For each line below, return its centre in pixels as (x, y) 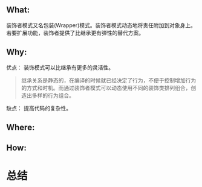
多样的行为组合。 (53, 95)
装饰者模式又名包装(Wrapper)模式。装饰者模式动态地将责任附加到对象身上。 (101, 25)
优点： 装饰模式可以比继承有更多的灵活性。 (60, 67)
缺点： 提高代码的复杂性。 (39, 108)
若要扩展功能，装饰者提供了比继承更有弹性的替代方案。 (75, 33)
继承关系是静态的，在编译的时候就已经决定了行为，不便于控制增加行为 (109, 80)
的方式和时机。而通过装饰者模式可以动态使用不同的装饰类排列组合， (106, 87)
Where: (21, 128)
